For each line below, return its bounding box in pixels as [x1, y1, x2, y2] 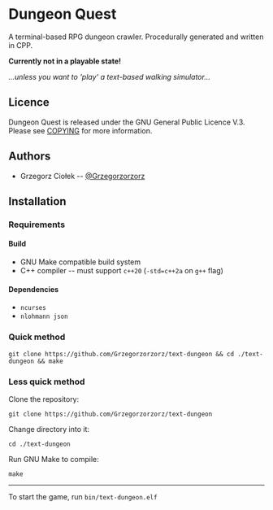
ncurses [19, 304, 46, 312]
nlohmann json [19, 312, 68, 321]
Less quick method [8, 376, 85, 387]
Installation [8, 194, 67, 208]
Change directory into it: [8, 424, 90, 434]
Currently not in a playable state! [8, 56, 122, 66]
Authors [8, 150, 51, 163]
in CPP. [8, 40, 33, 50]
